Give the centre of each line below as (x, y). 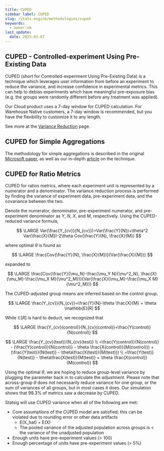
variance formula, (41, 221)
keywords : (15, 23)
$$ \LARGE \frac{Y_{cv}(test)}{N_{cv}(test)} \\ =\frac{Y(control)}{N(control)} (82, 342)
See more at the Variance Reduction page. (48, 126)
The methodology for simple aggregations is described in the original (75, 153)
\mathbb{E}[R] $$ (82, 308)
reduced (13, 221)
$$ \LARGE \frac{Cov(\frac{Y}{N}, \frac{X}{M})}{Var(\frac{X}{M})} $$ (82, 255)
